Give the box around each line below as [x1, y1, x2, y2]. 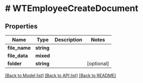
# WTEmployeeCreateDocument [5, 3, 139, 14]
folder [7, 60, 22, 67]
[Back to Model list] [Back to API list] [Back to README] [5, 73, 116, 78]
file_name [7, 44, 31, 51]
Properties [5, 22, 38, 30]
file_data [7, 53, 28, 59]
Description [54, 37, 82, 43]
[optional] [87, 60, 110, 67]
